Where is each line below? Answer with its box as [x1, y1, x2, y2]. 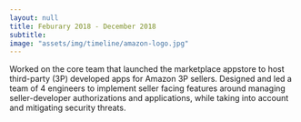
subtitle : [9, 30, 47, 39]
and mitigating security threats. [9, 102, 126, 114]
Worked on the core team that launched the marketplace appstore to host [9, 64, 285, 75]
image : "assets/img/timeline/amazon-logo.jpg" [9, 38, 189, 48]
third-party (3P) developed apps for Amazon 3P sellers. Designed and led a [9, 74, 293, 85]
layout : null [9, 13, 59, 23]
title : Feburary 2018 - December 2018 [9, 22, 156, 31]
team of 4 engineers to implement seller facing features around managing [9, 83, 286, 94]
